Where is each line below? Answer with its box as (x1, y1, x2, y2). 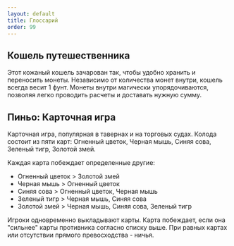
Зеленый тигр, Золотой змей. (7, 145, 97, 153)
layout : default (7, 10, 55, 18)
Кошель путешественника (7, 49, 130, 61)
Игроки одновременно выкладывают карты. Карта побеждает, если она (7, 216, 226, 224)
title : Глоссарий (7, 17, 58, 24)
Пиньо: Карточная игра (7, 111, 116, 123)
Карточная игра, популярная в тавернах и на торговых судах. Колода (7, 130, 217, 138)
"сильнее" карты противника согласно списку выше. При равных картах (7, 223, 228, 231)
